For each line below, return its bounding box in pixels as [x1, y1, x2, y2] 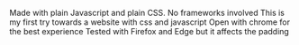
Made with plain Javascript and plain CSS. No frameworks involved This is [9, 8, 285, 18]
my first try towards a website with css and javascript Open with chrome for [9, 17, 291, 27]
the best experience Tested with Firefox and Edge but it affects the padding [9, 26, 290, 36]
